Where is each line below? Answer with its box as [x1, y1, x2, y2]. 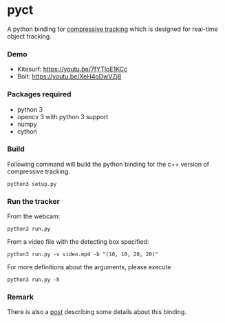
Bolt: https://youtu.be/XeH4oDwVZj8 [17, 72, 122, 81]
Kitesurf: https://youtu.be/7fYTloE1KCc [17, 65, 128, 74]
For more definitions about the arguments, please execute [7, 263, 171, 271]
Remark [7, 292, 34, 302]
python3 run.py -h [7, 276, 60, 284]
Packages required [7, 90, 72, 99]
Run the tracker [7, 196, 60, 206]
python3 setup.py [7, 180, 57, 187]
